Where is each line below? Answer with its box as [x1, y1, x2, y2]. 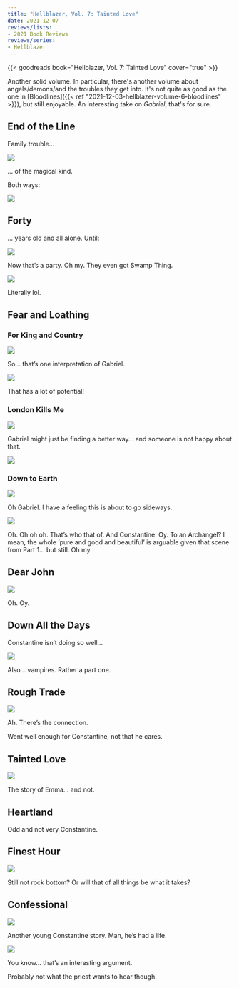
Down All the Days [7, 619, 91, 632]
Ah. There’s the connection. [7, 719, 88, 727]
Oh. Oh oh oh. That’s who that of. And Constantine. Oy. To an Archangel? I [7, 530, 225, 539]
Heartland [7, 806, 54, 818]
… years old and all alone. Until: [7, 234, 100, 242]
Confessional [7, 899, 68, 911]
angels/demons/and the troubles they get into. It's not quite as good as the [7, 85, 227, 93]
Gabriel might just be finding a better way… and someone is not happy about [7, 434, 232, 443]
